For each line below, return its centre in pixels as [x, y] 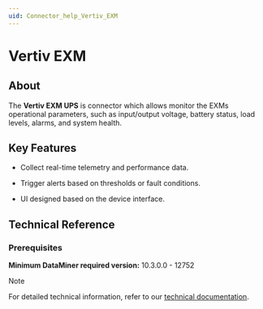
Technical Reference [62, 224]
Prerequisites [35, 247]
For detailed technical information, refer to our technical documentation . [129, 297]
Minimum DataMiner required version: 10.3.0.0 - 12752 [101, 265]
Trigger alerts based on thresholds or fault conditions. [110, 183]
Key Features [43, 148]
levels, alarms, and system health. [65, 122]
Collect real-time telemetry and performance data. [104, 168]
